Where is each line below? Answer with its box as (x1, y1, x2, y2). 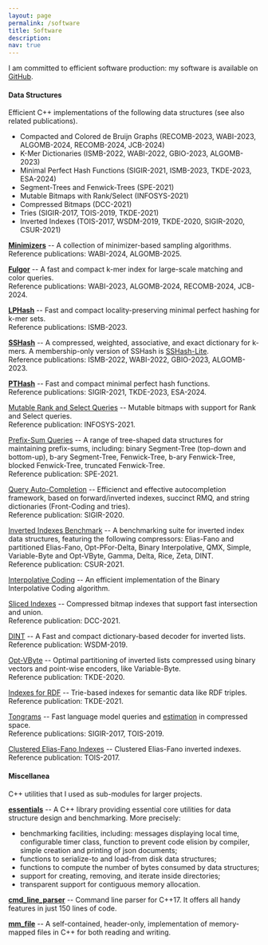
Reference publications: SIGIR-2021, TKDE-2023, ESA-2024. (8, 387, 207, 397)
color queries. (8, 273, 54, 283)
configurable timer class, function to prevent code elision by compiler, (19, 836, 250, 847)
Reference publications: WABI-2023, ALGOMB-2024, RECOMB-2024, (8, 281, 237, 292)
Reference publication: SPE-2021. (8, 469, 119, 479)
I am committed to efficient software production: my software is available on (8, 63, 258, 73)
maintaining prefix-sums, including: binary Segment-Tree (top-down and (8, 444, 246, 454)
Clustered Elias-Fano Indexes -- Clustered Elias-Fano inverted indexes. (8, 744, 242, 754)
